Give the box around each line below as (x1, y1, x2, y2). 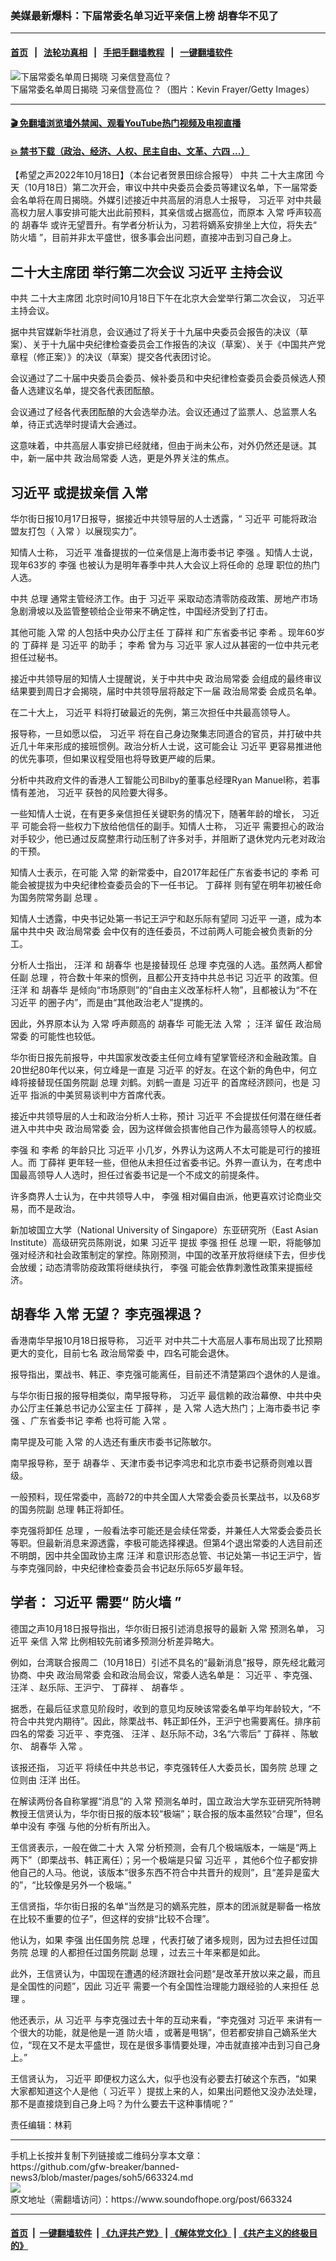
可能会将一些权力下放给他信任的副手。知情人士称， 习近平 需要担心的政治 (21, 820, 325, 832)
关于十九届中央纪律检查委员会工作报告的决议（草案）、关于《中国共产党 (31, 338, 326, 351)
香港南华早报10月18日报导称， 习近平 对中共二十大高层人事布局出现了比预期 (10, 1334, 323, 1346)
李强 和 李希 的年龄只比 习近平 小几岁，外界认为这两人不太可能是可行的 (10, 1143, 303, 1156)
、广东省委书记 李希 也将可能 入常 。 (21, 1414, 172, 1426)
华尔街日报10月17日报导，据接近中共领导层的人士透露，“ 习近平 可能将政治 (10, 512, 318, 524)
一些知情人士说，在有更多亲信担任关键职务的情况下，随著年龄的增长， (10, 807, 300, 819)
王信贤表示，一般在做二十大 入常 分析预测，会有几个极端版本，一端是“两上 (10, 1841, 318, 1853)
